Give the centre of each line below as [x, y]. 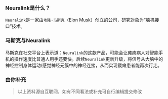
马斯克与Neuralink [28, 40]
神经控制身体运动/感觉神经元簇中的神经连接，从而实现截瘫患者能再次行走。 [84, 65]
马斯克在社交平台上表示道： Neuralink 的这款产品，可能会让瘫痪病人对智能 [82, 53]
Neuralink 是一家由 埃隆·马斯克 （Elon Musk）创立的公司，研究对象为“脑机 [80, 20]
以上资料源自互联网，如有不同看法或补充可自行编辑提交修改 [80, 91]
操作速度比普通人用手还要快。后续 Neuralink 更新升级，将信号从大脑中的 [89, 59]
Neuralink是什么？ [28, 8]
